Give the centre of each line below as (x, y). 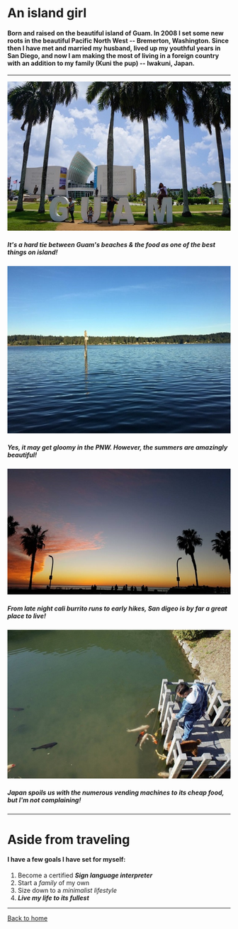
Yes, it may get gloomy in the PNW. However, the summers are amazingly (118, 447)
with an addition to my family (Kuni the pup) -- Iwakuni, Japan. (101, 63)
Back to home (28, 918)
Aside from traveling (69, 839)
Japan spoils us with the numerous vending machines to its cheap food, (116, 792)
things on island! (33, 252)
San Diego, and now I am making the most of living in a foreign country (113, 55)
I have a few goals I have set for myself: (67, 860)
